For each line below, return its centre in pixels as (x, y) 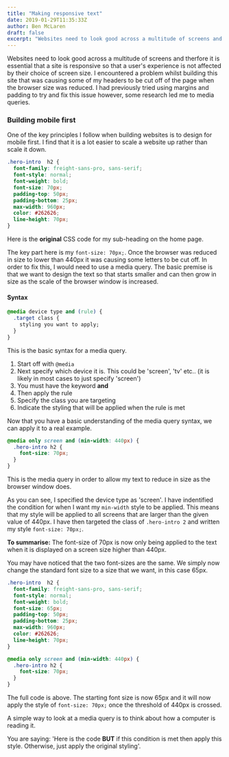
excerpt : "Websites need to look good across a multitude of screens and (115, 39)
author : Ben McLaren (37, 26)
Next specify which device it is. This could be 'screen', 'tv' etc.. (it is (113, 371)
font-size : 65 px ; (38, 608)
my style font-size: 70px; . (46, 529)
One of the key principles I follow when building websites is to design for (110, 135)
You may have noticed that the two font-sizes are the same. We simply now (113, 563)
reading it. (21, 725)
